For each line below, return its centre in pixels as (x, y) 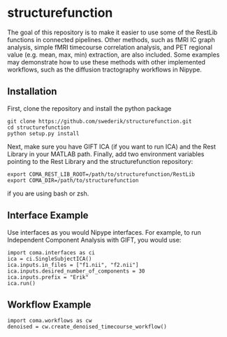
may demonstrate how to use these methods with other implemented (107, 62)
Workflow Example (49, 304)
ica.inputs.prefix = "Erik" (48, 277)
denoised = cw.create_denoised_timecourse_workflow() (87, 327)
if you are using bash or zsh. (48, 193)
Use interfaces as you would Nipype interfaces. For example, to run (104, 232)
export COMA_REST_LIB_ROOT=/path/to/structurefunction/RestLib (101, 174)
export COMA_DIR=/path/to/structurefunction (73, 180)
